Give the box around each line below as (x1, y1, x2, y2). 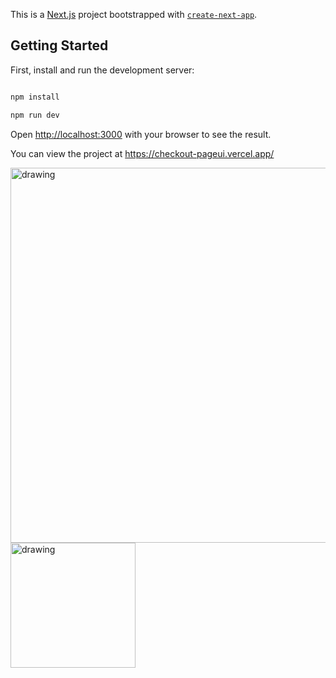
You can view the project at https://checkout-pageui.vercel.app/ (10, 147, 275, 159)
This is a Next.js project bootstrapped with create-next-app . (10, 9, 258, 20)
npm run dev (10, 110, 60, 120)
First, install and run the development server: (10, 64, 195, 76)
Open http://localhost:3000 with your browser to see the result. (10, 128, 272, 140)
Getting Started (10, 37, 109, 54)
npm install (10, 92, 60, 102)
